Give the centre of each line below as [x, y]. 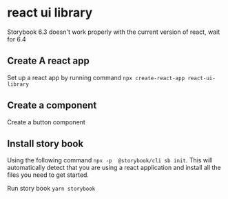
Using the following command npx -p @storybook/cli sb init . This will [110, 160]
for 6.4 [17, 39]
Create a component [52, 105]
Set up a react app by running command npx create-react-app [96, 77]
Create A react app [48, 61]
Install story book [45, 143]
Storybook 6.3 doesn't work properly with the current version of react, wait [114, 32]
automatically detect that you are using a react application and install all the [114, 168]
